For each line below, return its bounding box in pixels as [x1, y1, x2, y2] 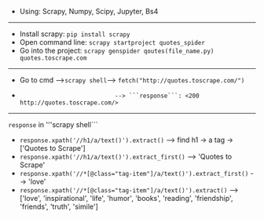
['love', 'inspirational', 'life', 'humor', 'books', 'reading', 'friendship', [19, 194, 233, 203]
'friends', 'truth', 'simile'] [19, 202, 98, 211]
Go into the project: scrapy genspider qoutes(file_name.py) [19, 46, 214, 55]
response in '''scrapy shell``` [8, 120, 98, 129]
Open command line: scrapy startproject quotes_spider [19, 38, 206, 46]
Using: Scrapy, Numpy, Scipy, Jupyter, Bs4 [19, 7, 159, 16]
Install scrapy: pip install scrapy [19, 29, 130, 38]
